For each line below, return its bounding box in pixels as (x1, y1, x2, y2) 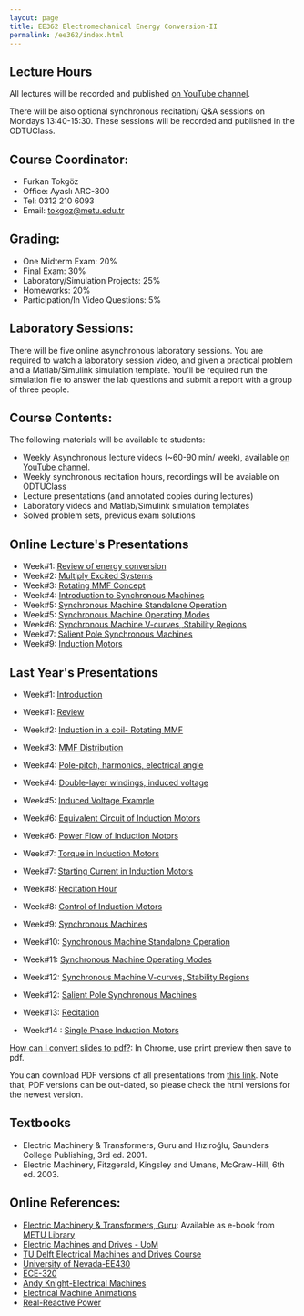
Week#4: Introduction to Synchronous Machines (22, 590, 205, 601)
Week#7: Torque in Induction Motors (22, 848, 160, 859)
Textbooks (9, 1115, 71, 1131)
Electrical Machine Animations (22, 1287, 137, 1298)
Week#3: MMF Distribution (22, 742, 124, 753)
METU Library (22, 1228, 76, 1240)
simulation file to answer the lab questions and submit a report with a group (9, 374, 293, 385)
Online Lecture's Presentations (9, 536, 189, 552)
